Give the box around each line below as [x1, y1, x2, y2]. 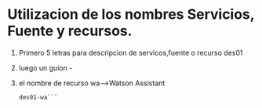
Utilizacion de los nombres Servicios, [7, 5, 255, 23]
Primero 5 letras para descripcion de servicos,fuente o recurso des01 [18, 48, 243, 57]
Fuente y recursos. [7, 22, 133, 40]
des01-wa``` [18, 93, 58, 101]
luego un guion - [18, 63, 73, 72]
